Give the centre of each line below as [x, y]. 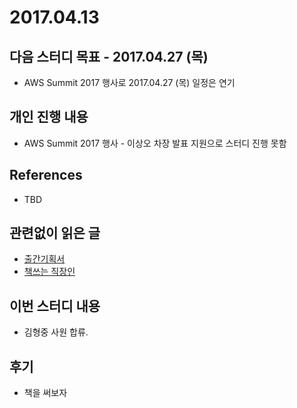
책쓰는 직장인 [49, 272]
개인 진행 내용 [49, 117]
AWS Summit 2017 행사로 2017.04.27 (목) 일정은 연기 [129, 82]
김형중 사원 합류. [56, 332]
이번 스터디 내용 [55, 306]
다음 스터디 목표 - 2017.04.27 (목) [109, 56]
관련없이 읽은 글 [55, 233]
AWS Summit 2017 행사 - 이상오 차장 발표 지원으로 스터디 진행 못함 [155, 143]
